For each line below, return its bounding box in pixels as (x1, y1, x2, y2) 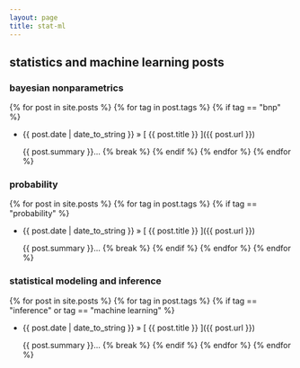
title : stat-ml (9, 22, 66, 31)
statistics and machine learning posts (9, 55, 225, 70)
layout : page (9, 13, 58, 22)
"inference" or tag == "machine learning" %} (9, 304, 175, 315)
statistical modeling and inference (9, 275, 162, 287)
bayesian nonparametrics (9, 82, 124, 94)
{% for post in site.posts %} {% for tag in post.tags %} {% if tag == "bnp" (9, 102, 281, 113)
